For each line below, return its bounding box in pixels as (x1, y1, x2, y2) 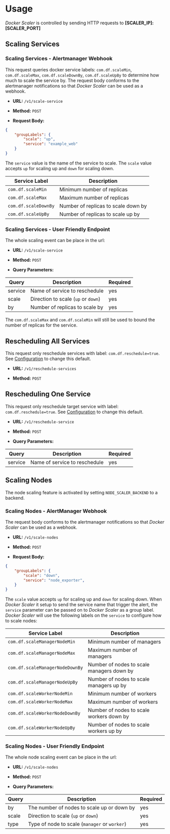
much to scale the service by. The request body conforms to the (5, 77, 139, 84)
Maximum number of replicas (59, 194, 129, 201)
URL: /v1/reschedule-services (12, 365, 77, 371)
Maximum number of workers (88, 698, 158, 705)
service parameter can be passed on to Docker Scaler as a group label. (5, 607, 154, 613)
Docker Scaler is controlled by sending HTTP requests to (5, 20, 124, 26)
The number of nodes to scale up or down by (28, 804, 135, 811)
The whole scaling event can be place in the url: (5, 237, 105, 244)
